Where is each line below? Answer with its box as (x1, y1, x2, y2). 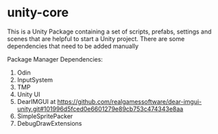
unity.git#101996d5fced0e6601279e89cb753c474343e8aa (16, 105, 184, 113)
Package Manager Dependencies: (7, 55, 103, 63)
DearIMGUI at (16, 97, 56, 105)
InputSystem (16, 75, 53, 83)
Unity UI (16, 90, 40, 98)
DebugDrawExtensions (16, 119, 82, 127)
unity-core (7, 5, 69, 21)
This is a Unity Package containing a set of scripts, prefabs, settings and (7, 27, 212, 36)
